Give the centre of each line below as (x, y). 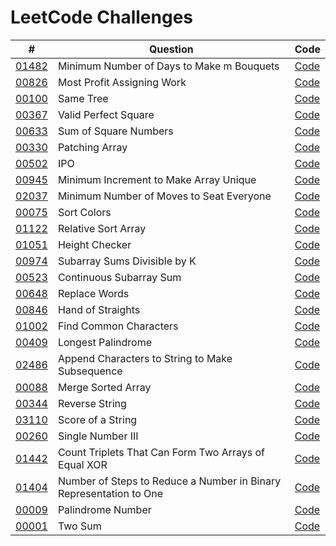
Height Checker (94, 244)
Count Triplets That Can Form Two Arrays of (161, 452)
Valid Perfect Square (106, 114)
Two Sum (79, 526)
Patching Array (92, 147)
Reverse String (92, 403)
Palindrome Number (104, 509)
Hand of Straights (99, 309)
